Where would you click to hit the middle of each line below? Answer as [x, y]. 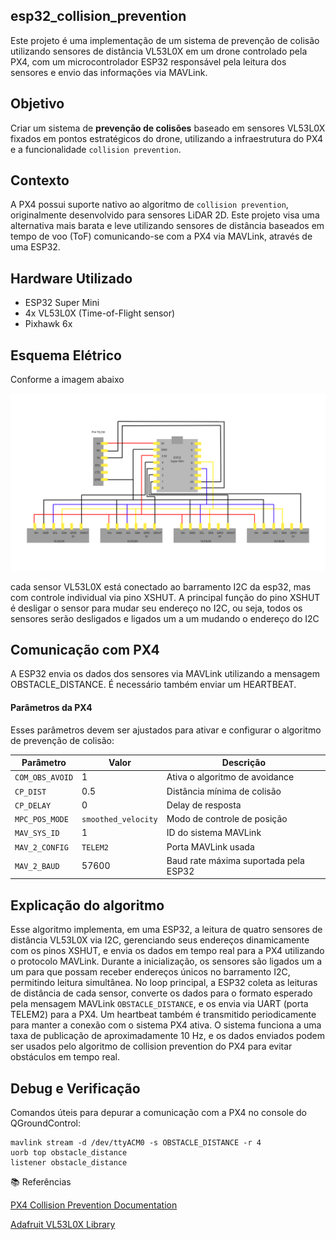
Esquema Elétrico [66, 355]
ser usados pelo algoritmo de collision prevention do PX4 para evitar [151, 1046]
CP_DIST [30, 792]
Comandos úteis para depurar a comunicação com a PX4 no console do [159, 1112]
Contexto [40, 180]
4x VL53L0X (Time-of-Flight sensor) [100, 313]
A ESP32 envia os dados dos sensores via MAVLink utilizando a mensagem [165, 674]
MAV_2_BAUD [37, 867]
